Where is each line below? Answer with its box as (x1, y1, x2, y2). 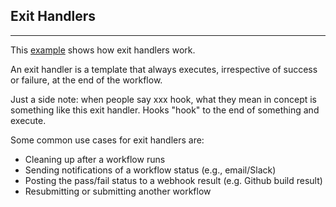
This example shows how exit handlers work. (10, 44, 196, 56)
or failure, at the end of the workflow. (10, 74, 163, 86)
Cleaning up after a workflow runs (24, 153, 166, 165)
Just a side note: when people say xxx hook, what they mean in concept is (10, 93, 317, 105)
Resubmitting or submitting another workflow (24, 185, 212, 197)
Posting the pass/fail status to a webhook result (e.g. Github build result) (24, 174, 323, 186)
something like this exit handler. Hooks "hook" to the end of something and (10, 104, 320, 116)
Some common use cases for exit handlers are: (10, 134, 205, 146)
